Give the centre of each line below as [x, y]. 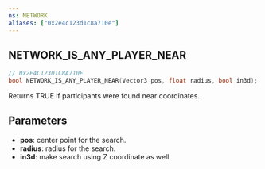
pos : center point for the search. [73, 140]
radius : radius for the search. [68, 148]
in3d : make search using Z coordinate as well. [95, 156]
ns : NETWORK [28, 15]
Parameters [38, 121]
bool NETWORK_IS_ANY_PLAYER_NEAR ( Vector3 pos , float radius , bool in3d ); [133, 81]
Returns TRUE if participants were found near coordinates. [104, 96]
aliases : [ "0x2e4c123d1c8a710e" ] [64, 23]
